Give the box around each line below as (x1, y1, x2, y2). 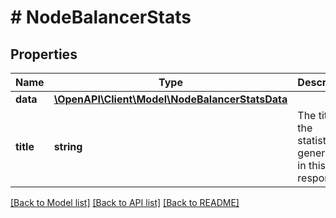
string (53, 140, 83, 153)
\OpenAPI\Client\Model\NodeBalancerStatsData (53, 92, 288, 106)
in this (297, 159, 326, 172)
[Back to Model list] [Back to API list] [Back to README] (10, 197, 240, 208)
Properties (10, 46, 78, 63)
